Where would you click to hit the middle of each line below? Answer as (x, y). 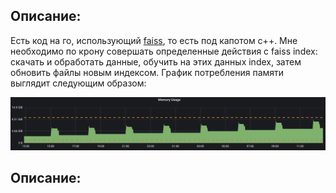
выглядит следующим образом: (78, 83)
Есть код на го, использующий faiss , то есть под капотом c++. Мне (154, 40)
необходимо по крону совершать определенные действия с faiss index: (164, 51)
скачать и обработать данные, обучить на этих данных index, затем (156, 61)
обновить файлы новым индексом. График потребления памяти (147, 72)
